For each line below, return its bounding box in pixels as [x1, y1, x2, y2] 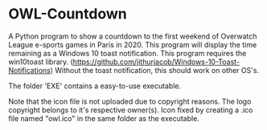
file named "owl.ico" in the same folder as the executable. [8, 113, 199, 123]
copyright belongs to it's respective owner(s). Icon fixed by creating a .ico [8, 105, 253, 115]
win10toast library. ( [8, 57, 74, 67]
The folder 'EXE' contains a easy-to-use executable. [8, 81, 182, 91]
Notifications [8, 65, 51, 75]
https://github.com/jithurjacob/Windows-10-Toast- [72, 57, 240, 67]
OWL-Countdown [8, 5, 127, 23]
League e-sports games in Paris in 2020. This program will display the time [8, 39, 257, 49]
